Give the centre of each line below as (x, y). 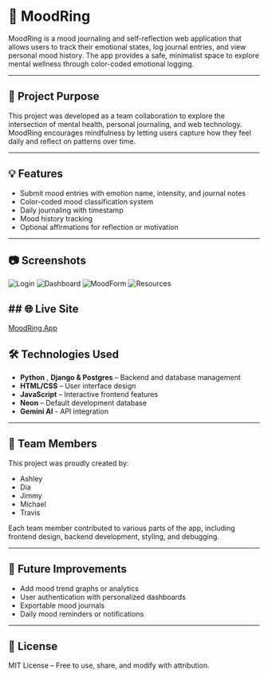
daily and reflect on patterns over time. (72, 141)
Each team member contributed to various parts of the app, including (122, 528)
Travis (30, 512)
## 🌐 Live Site (43, 309)
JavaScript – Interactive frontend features (89, 394)
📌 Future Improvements (68, 569)
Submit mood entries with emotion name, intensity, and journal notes (132, 193)
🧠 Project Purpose (54, 96)
